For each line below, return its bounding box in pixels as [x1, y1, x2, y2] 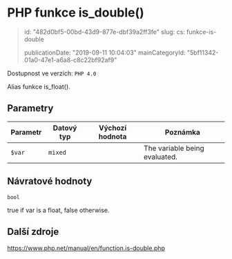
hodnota [98, 131, 127, 141]
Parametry [7, 102, 54, 115]
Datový [52, 123, 77, 133]
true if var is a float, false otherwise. [7, 206, 110, 214]
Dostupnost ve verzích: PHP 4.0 [7, 69, 97, 77]
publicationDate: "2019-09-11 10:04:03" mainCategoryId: [23, 48, 186, 57]
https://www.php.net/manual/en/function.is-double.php [7, 244, 166, 253]
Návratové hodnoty [7, 175, 93, 187]
